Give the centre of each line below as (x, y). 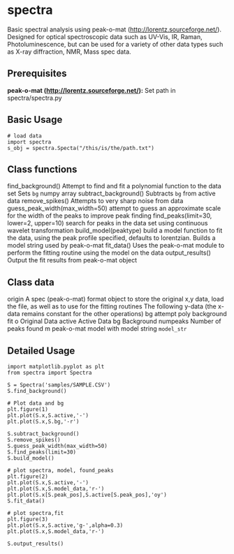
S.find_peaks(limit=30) (42, 452)
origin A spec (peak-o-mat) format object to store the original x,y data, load (116, 299)
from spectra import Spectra (50, 373)
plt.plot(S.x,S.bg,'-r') (43, 421)
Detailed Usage (41, 351)
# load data (24, 136)
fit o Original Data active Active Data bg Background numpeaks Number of (114, 321)
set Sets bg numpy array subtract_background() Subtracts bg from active (111, 193)
